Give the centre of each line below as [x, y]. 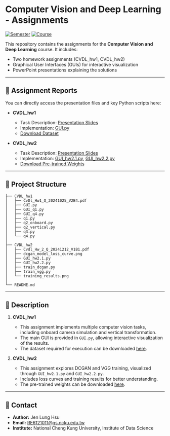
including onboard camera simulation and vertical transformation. [88, 333]
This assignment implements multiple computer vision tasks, [83, 327]
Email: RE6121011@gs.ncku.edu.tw [49, 423]
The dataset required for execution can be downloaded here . [83, 349]
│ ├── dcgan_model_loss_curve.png [44, 254]
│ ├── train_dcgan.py [30, 267]
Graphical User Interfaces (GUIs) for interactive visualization [75, 64]
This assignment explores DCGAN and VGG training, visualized [86, 368]
